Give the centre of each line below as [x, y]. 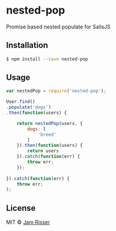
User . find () [21, 102]
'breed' [47, 134]
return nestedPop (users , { [50, 123]
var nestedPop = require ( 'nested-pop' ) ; [57, 91]
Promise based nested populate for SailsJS [58, 27]
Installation [27, 45]
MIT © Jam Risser [28, 222]
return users [43, 151]
